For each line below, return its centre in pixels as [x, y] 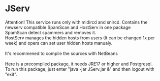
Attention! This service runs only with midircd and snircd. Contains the [76, 22]
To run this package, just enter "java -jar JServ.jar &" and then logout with [80, 69]
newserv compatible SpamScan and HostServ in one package [68, 27]
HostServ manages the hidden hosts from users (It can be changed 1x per [80, 38]
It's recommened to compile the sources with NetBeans [62, 53]
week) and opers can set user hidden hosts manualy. [59, 43]
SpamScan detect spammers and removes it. [51, 32]
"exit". [11, 74]
